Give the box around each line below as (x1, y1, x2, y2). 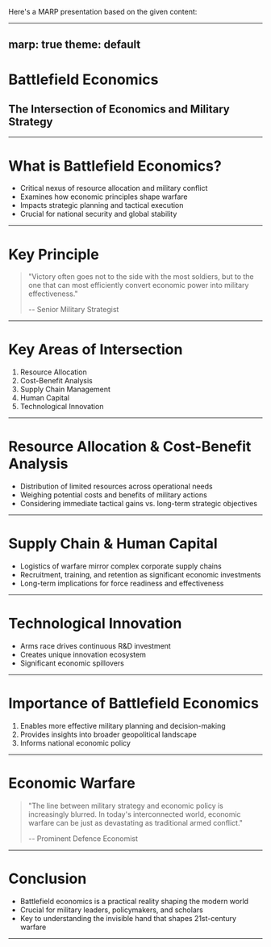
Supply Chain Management (19, 384, 111, 395)
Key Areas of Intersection (8, 340, 183, 359)
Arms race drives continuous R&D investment (19, 641, 171, 651)
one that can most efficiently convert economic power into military (27, 281, 249, 290)
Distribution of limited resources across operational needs (19, 481, 213, 492)
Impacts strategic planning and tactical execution (19, 201, 184, 210)
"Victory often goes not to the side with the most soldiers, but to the (27, 272, 254, 281)
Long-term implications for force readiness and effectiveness (19, 578, 224, 589)
